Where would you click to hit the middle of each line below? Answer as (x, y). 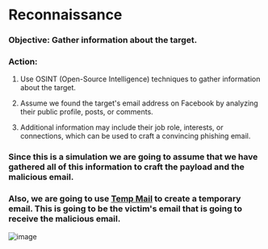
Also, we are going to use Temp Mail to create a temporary (125, 199)
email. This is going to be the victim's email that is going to (125, 209)
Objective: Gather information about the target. (103, 40)
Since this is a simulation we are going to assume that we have (133, 157)
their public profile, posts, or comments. (86, 112)
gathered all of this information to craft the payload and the (126, 167)
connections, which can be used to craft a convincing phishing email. (135, 136)
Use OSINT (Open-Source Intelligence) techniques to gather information (140, 79)
